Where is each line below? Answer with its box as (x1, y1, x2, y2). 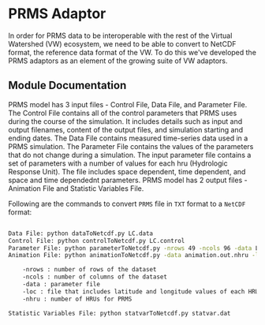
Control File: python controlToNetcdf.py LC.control (8, 237, 185, 245)
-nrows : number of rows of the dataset (22, 266, 157, 274)
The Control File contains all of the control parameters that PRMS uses (8, 108, 237, 118)
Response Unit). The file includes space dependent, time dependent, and (8, 166, 246, 176)
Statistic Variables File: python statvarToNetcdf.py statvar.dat (8, 309, 231, 317)
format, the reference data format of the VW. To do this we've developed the (8, 47, 256, 57)
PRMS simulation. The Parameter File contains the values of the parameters (8, 141, 254, 151)
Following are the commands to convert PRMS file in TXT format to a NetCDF (8, 199, 246, 208)
